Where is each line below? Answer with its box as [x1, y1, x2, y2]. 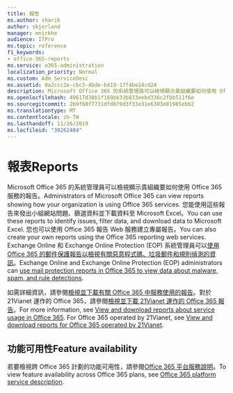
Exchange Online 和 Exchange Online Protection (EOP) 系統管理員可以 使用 [7, 241, 220, 250]
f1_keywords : [7, 49, 45, 56]
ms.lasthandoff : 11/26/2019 [7, 120, 89, 127]
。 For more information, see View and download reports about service [13, 305, 216, 314]
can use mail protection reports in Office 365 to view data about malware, [7, 266, 218, 275]
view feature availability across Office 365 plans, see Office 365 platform [7, 370, 217, 379]
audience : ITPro [7, 36, 54, 43]
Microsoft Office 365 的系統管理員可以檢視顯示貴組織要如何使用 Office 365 [7, 183, 223, 191]
